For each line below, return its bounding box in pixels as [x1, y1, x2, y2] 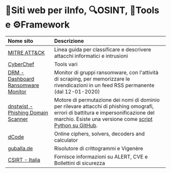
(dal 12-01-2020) [54, 88, 100, 95]
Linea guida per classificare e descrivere [54, 46, 152, 53]
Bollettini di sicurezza [54, 159, 105, 166]
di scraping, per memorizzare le [54, 75, 130, 82]
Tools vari [54, 60, 78, 67]
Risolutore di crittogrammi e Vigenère [54, 144, 144, 152]
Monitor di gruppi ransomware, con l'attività [54, 69, 159, 76]
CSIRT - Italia [8, 156, 41, 163]
